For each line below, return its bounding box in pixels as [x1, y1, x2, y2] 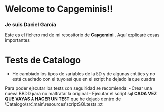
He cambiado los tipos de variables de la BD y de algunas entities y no [12, 71, 155, 77]
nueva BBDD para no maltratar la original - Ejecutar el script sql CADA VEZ [5, 91, 157, 97]
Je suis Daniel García [5, 21, 57, 28]
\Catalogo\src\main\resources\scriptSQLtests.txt [5, 101, 103, 107]
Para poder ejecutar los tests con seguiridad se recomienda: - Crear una [5, 85, 152, 91]
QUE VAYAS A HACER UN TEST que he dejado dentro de [5, 96, 121, 102]
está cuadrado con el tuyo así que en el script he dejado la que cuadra [12, 76, 156, 82]
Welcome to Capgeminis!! [5, 3, 113, 15]
